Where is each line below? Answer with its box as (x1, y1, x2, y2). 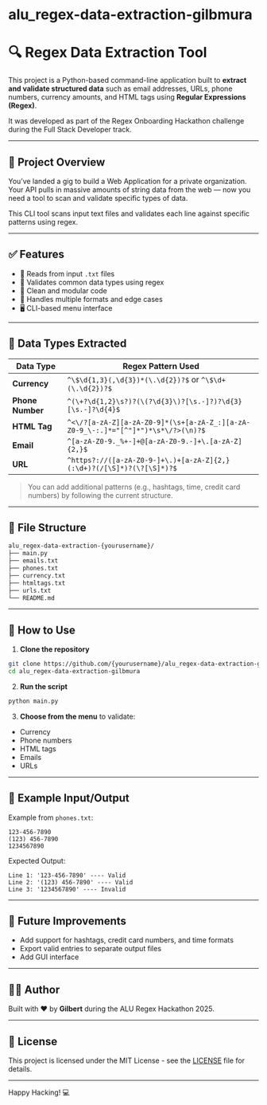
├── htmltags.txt (8, 579, 66, 587)
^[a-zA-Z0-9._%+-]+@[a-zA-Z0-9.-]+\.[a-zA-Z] (67, 437, 242, 445)
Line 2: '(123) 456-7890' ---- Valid (8, 878, 133, 886)
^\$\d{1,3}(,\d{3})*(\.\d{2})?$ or (67, 374, 199, 385)
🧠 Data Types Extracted (8, 337, 127, 351)
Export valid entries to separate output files (19, 944, 161, 954)
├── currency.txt (8, 571, 66, 579)
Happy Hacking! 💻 (8, 1087, 70, 1097)
